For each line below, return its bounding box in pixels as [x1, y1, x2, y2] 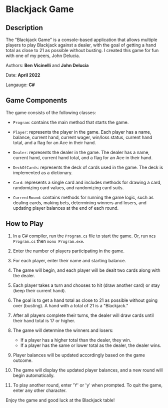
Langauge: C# [5, 82, 35, 88]
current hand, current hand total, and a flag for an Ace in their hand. [12, 154, 153, 161]
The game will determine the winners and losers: [12, 327, 114, 333]
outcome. [12, 357, 33, 363]
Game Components [5, 96, 67, 105]
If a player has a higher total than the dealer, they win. [20, 337, 131, 343]
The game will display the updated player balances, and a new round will [12, 367, 163, 373]
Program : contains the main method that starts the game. [12, 119, 129, 125]
